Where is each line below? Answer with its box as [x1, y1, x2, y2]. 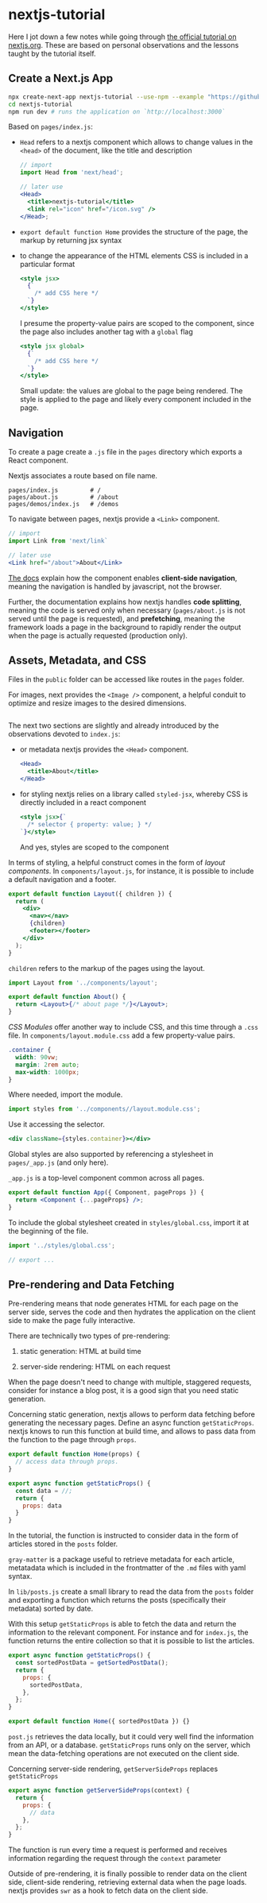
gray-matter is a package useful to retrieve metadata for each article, [8, 1555, 235, 1565]
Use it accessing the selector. [8, 1120, 106, 1129]
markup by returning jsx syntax [19, 235, 122, 245]
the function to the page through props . [8, 1435, 137, 1445]
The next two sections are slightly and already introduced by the [8, 721, 219, 730]
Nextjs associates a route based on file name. [8, 471, 157, 481]
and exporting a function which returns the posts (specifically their [8, 1596, 226, 1605]
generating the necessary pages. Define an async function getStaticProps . [8, 1418, 254, 1428]
